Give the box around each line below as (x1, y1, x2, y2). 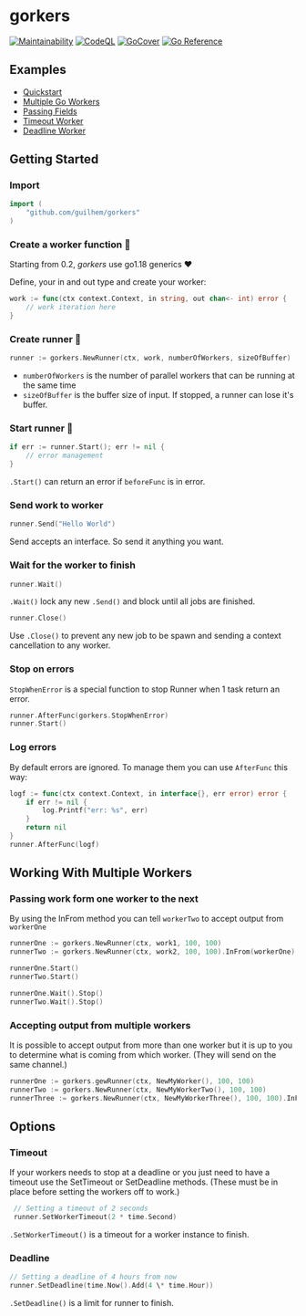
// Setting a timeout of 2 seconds (13, 1204, 148, 1214)
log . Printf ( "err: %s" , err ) (42, 806, 148, 815)
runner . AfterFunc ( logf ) (9, 840, 100, 849)
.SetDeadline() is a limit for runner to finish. (9, 1298, 175, 1309)
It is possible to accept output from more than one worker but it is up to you (9, 1039, 293, 1050)
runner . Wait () (9, 580, 64, 589)
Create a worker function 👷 (9, 238, 131, 251)
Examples (9, 62, 66, 78)
